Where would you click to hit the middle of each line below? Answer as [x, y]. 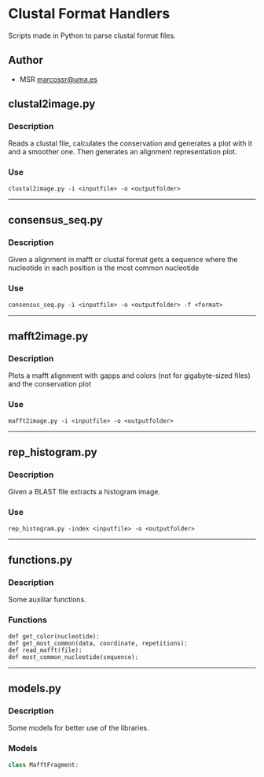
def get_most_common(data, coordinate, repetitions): [98, 643]
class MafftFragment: [44, 764]
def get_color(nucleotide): [54, 636]
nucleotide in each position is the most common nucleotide [104, 268]
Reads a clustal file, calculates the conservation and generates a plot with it [130, 143]
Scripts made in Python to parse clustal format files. [92, 35]
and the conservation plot [50, 384]
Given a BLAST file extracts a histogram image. [84, 492]
